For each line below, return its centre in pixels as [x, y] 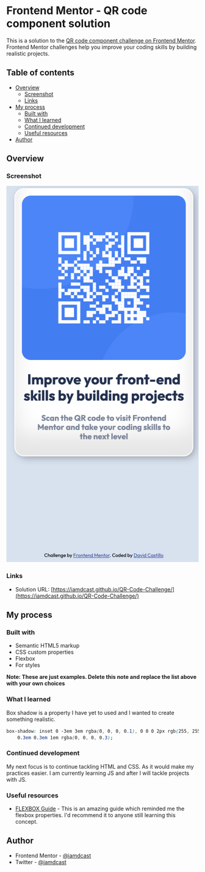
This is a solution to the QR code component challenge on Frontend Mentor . [101, 40]
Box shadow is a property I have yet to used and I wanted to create [91, 713]
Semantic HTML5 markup [47, 646]
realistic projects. [28, 53]
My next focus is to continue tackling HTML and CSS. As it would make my [100, 766]
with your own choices [36, 683]
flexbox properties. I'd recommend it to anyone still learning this [95, 815]
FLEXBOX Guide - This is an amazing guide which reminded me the [100, 808]
